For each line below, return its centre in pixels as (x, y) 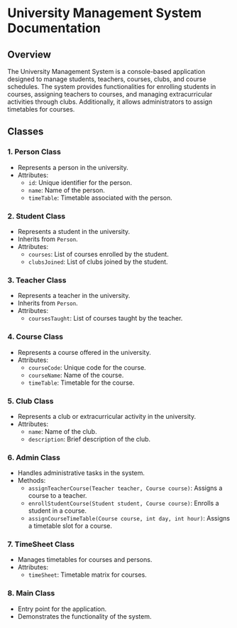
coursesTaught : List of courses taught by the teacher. (105, 319)
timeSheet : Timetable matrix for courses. (87, 575)
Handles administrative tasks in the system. (81, 473)
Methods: (32, 481)
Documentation (54, 28)
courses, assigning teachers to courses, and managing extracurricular (110, 94)
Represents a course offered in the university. (84, 352)
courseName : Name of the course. (76, 375)
